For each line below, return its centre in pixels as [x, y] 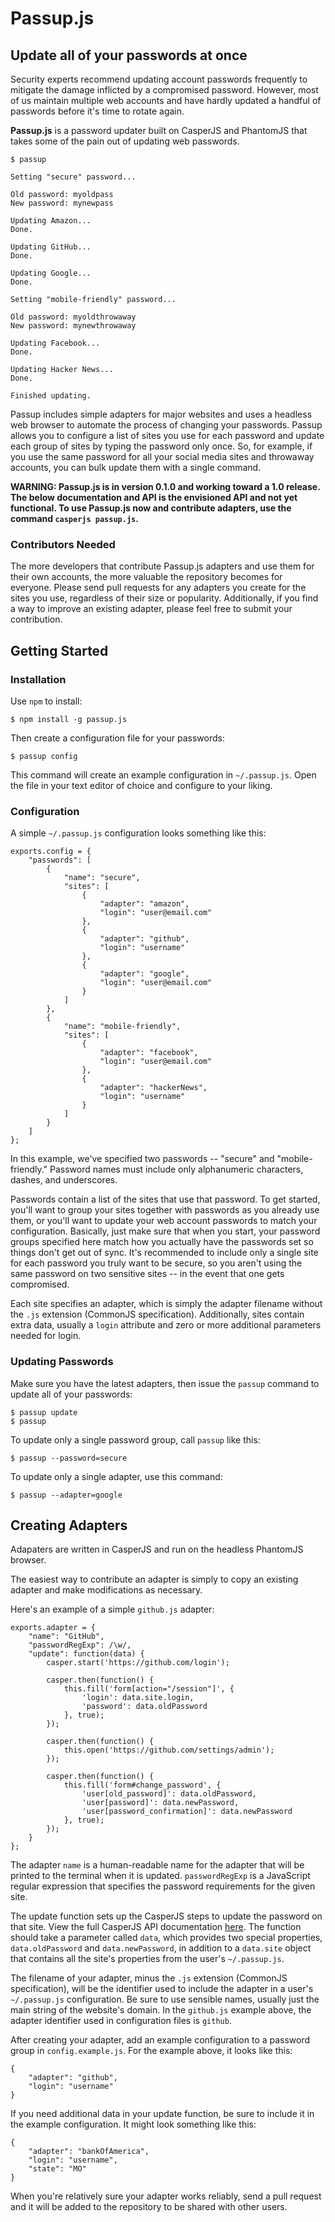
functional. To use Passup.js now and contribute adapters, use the [151, 508]
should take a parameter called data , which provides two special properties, [166, 1938]
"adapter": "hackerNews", [153, 1088]
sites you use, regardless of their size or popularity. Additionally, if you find [164, 598]
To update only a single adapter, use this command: [116, 1476]
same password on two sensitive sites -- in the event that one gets [147, 1274]
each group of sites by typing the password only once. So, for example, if [161, 446]
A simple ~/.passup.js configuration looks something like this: [138, 833]
